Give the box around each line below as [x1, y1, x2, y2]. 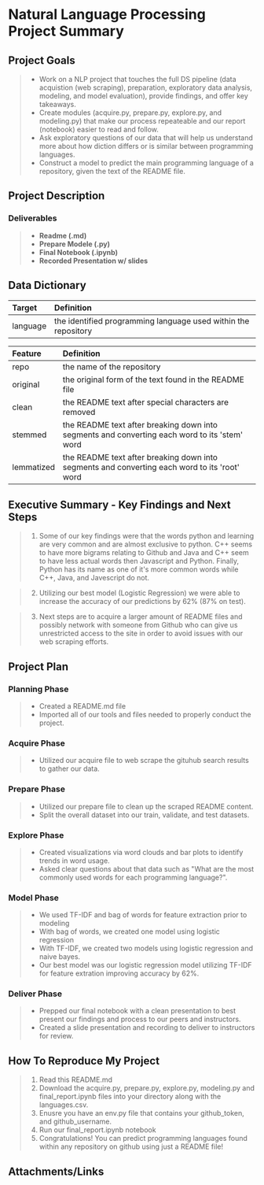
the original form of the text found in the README [62, 374, 245, 385]
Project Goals [8, 54, 76, 67]
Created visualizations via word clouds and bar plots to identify [38, 847, 244, 857]
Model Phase [8, 892, 59, 903]
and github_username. [38, 1116, 112, 1127]
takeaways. [38, 100, 77, 109]
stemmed [12, 429, 47, 440]
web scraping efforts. [38, 637, 109, 646]
